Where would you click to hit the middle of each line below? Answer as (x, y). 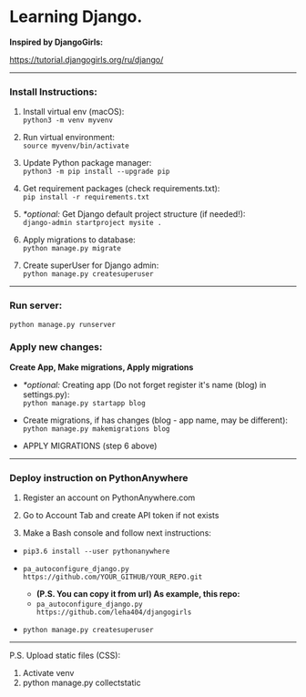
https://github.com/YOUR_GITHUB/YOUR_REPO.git (112, 577)
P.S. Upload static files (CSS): (65, 656)
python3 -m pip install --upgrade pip (96, 172)
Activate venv (48, 673)
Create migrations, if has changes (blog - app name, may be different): (155, 420)
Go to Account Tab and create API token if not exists (121, 516)
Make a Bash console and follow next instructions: (117, 533)
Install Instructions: (53, 91)
